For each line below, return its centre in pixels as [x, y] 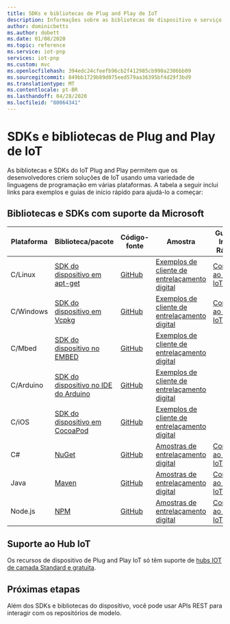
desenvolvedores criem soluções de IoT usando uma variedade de [101, 177]
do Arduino [72, 394]
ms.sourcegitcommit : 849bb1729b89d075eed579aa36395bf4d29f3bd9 [99, 77]
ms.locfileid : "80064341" [44, 103]
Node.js [23, 511]
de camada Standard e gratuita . [52, 568]
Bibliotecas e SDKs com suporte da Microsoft [105, 214]
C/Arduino [27, 385]
